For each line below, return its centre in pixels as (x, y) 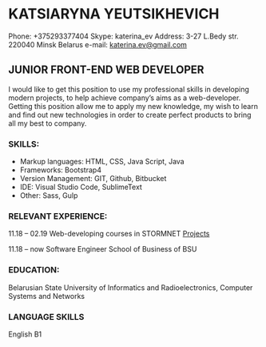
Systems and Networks (47, 296)
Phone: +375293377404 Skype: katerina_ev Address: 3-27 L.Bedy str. (123, 36)
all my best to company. (48, 123)
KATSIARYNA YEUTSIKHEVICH (114, 14)
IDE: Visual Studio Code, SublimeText (81, 187)
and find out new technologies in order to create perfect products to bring (130, 115)
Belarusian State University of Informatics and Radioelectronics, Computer (131, 287)
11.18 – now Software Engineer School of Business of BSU (103, 249)
